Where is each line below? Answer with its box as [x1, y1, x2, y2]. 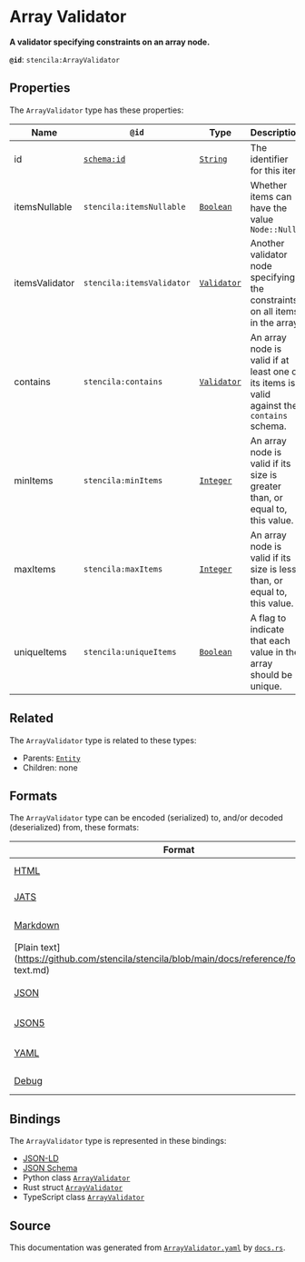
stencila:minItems [83, 475, 163, 485]
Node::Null [250, 224, 298, 234]
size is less [250, 562, 297, 575]
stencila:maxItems [83, 563, 163, 574]
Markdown [14, 919, 60, 931]
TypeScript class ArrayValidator [22, 1192, 145, 1203]
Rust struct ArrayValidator [22, 1182, 123, 1193]
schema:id [83, 154, 126, 164]
